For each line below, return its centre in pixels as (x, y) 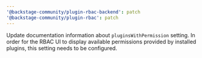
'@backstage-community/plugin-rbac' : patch (63, 18)
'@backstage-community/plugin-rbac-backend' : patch (73, 12)
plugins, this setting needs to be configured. (62, 48)
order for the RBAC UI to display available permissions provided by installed (101, 42)
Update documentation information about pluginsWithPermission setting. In (101, 35)
